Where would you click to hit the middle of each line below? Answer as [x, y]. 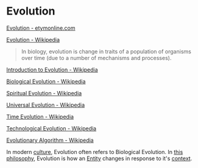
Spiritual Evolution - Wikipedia [44, 93]
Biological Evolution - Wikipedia [46, 81]
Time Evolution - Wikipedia [40, 116]
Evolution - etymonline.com [41, 28]
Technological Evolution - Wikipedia [51, 128]
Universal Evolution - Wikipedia [46, 105]
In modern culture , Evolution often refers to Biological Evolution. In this [95, 152]
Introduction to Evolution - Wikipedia [52, 69]
